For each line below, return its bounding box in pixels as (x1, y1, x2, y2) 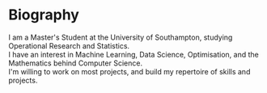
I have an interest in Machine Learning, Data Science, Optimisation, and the (8, 49, 259, 59)
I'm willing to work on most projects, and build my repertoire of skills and (8, 66, 251, 76)
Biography (8, 6, 79, 24)
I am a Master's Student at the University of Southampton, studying (8, 32, 233, 42)
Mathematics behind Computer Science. (8, 58, 143, 68)
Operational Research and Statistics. (8, 40, 130, 50)
